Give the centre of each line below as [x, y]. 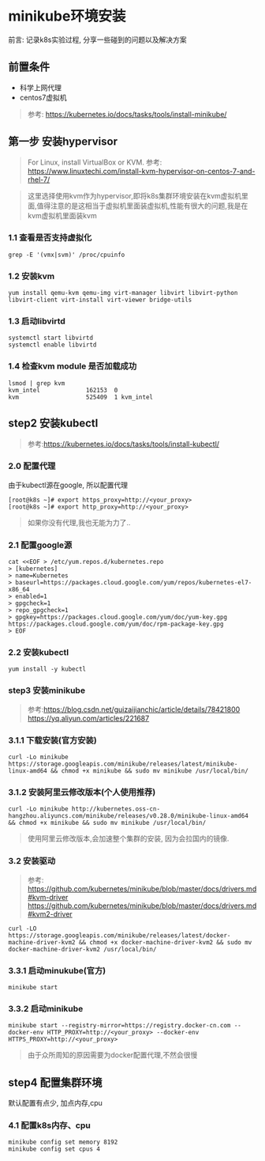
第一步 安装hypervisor [63, 142]
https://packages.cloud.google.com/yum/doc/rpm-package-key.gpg [116, 624]
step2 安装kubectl [53, 424]
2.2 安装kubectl [39, 652]
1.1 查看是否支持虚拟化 [50, 238]
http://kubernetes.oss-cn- [116, 809]
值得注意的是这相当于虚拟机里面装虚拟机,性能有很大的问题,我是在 [142, 206]
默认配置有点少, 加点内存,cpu [55, 1103]
